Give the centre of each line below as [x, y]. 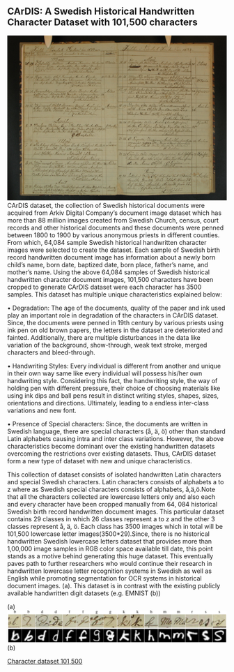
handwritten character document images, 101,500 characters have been [110, 279]
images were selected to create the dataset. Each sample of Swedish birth [114, 250]
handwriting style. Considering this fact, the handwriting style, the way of [112, 380]
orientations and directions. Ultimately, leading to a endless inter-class [108, 403]
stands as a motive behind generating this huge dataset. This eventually [110, 556]
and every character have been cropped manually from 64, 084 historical [112, 504]
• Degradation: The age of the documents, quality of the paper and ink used [116, 308]
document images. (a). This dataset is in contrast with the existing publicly [114, 585]
